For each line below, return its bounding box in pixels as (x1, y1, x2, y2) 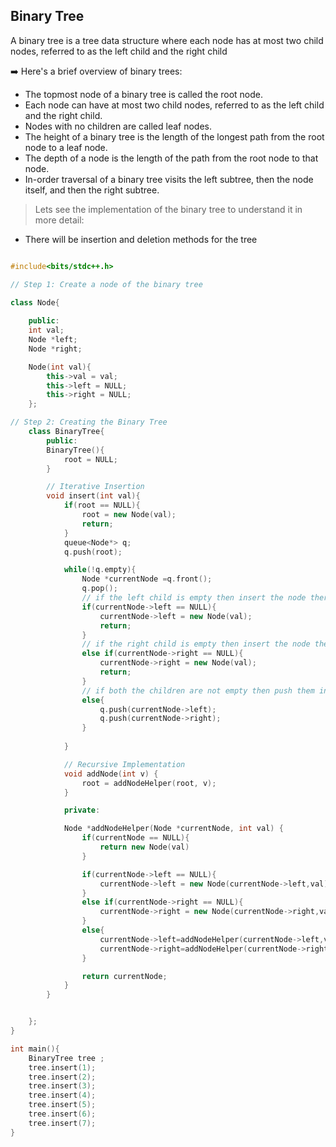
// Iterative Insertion (46, 482, 145, 492)
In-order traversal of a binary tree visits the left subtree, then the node (24, 173, 314, 185)
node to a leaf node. (24, 141, 108, 153)
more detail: (34, 214, 85, 226)
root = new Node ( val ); (81, 510, 177, 520)
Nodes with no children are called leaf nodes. (24, 120, 213, 132)
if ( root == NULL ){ (63, 500, 141, 511)
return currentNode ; (81, 971, 168, 981)
